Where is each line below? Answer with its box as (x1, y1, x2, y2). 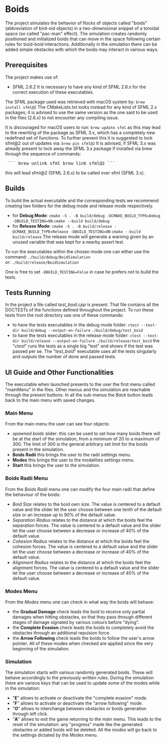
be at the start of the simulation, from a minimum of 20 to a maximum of (12, 436, 160, 442)
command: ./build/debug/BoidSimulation (5, 254, 91, 260)
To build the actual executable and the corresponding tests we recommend (5, 197, 159, 203)
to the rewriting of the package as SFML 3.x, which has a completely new (5, 130, 156, 136)
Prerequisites (5, 61, 48, 69)
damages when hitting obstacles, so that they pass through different (12, 614, 153, 620)
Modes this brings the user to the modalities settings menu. (12, 457, 135, 463)
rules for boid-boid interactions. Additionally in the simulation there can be (5, 41, 158, 47)
